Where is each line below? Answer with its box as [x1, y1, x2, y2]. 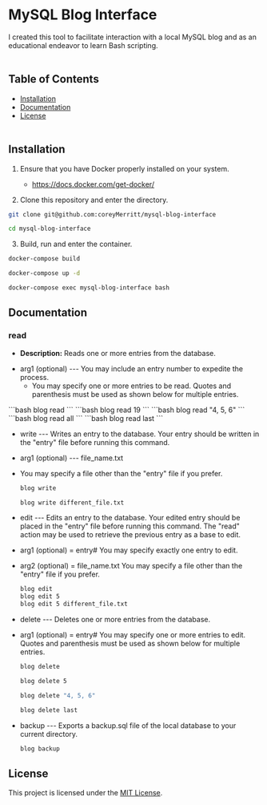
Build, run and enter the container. [19, 239, 133, 249]
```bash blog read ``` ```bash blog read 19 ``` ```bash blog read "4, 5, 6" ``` [8, 405, 245, 415]
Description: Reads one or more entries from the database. [19, 348, 216, 358]
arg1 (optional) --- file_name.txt [19, 453, 124, 463]
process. [19, 372, 50, 382]
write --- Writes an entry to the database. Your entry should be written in [19, 429, 260, 439]
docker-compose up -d [8, 269, 81, 277]
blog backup [19, 744, 60, 753]
